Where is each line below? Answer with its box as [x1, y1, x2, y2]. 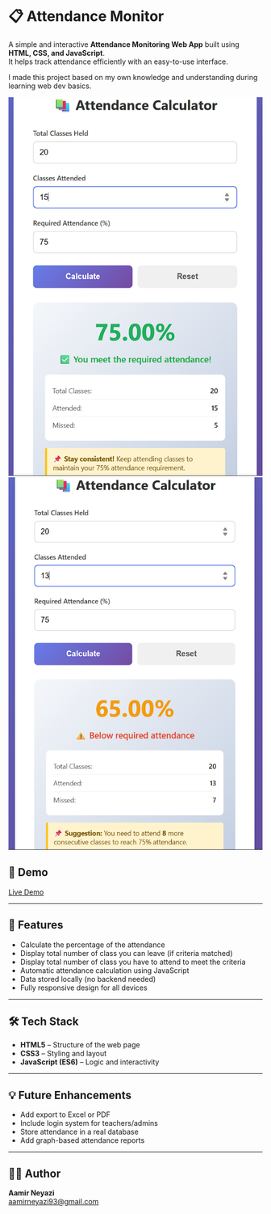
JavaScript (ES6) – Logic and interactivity [19, 1057, 160, 1067]
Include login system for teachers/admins [19, 1119, 159, 1128]
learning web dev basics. [8, 81, 92, 91]
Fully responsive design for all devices [19, 983, 148, 992]
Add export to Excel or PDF [19, 1110, 110, 1119]
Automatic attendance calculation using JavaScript [19, 965, 190, 975]
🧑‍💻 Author [8, 1166, 61, 1180]
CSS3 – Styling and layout [19, 1049, 107, 1059]
